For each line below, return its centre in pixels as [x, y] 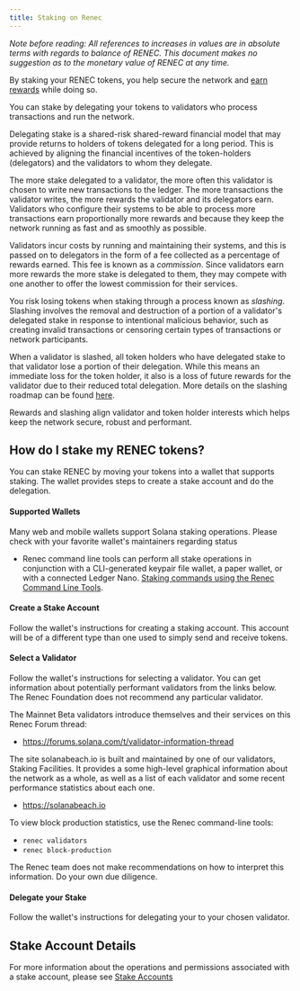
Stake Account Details [73, 946]
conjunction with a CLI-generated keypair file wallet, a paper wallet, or [152, 568]
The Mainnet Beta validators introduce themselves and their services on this [150, 715]
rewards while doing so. [53, 89]
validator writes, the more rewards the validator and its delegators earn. [141, 199]
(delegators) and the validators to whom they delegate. [111, 162]
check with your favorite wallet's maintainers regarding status [124, 541]
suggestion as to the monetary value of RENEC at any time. [119, 62]
